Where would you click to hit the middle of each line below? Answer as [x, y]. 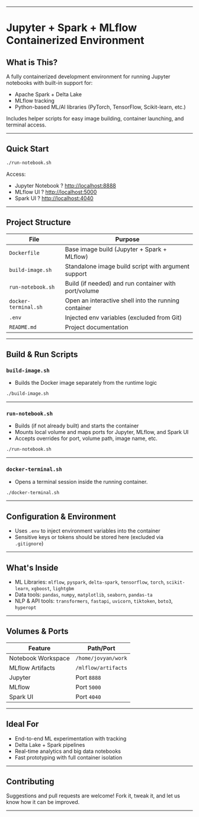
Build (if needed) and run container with [120, 283]
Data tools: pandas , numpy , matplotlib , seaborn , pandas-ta [84, 595]
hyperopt [25, 608]
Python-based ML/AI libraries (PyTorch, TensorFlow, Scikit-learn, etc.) [100, 107]
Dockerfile [24, 253]
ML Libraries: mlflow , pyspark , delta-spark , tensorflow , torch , [90, 582]
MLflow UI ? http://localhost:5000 [56, 192]
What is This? [32, 62]
